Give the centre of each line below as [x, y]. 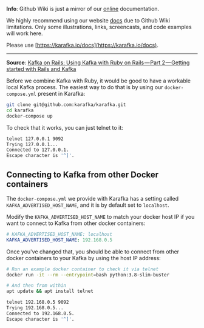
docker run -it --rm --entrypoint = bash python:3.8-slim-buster [88, 275]
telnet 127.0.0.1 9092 [35, 139]
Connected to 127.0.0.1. [38, 150]
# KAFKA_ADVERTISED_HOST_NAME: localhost [59, 234]
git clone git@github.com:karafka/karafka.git [66, 105]
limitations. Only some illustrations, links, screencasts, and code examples [99, 27]
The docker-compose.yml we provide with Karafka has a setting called [93, 198]
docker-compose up [29, 116]
